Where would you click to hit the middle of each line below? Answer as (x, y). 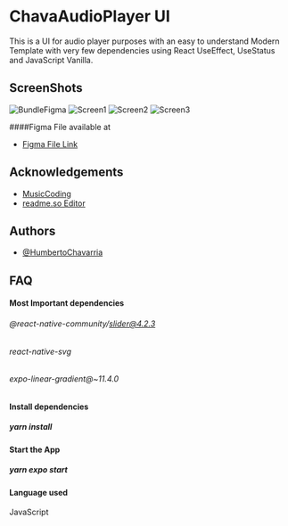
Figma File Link (50, 144)
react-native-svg (41, 351)
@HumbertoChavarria (62, 252)
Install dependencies (49, 407)
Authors (33, 230)
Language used (39, 492)
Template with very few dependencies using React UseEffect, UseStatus (142, 50)
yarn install (31, 427)
